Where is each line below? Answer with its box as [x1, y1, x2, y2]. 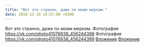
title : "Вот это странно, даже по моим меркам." [5, 7, 107, 12]
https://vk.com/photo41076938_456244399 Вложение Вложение [5, 36, 140, 42]
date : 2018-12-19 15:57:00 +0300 [5, 12, 74, 17]
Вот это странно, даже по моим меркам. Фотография [5, 25, 119, 31]
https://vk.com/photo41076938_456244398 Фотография [5, 31, 122, 37]
